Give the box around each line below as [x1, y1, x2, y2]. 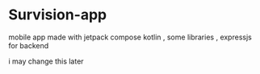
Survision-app [8, 6, 107, 24]
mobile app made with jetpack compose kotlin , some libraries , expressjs [8, 32, 252, 42]
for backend [8, 40, 49, 50]
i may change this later [8, 56, 84, 66]
